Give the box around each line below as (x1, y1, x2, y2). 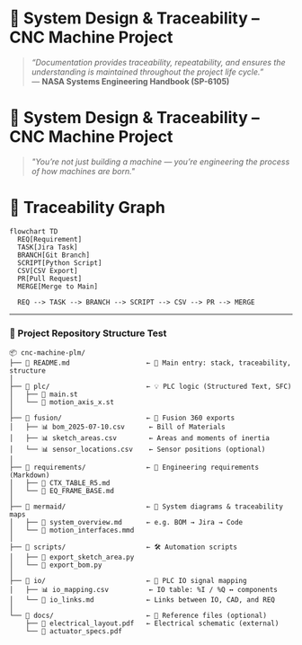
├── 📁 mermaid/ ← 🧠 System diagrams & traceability (9, 502, 283, 511)
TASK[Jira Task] (17, 243, 78, 252)
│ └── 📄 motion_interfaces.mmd (9, 526, 135, 535)
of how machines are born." (31, 165, 136, 176)
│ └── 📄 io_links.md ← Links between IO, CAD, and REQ (9, 596, 276, 605)
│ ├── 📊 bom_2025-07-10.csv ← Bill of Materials (9, 422, 226, 432)
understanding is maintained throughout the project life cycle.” (31, 66, 264, 77)
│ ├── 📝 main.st (9, 390, 78, 399)
